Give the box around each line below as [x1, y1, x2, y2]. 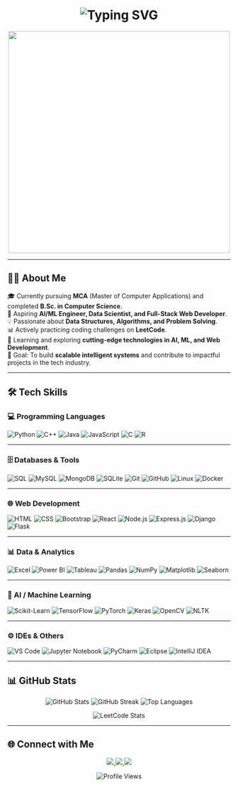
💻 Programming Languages [7, 412, 106, 422]
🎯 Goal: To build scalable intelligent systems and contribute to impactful [7, 350, 221, 359]
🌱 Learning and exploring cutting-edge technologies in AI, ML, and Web [7, 335, 221, 344]
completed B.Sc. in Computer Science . [7, 302, 123, 310]
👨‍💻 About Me [7, 272, 67, 284]
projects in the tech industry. [7, 358, 91, 367]
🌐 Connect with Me [7, 739, 94, 751]
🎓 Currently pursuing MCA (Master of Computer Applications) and [7, 291, 204, 300]
